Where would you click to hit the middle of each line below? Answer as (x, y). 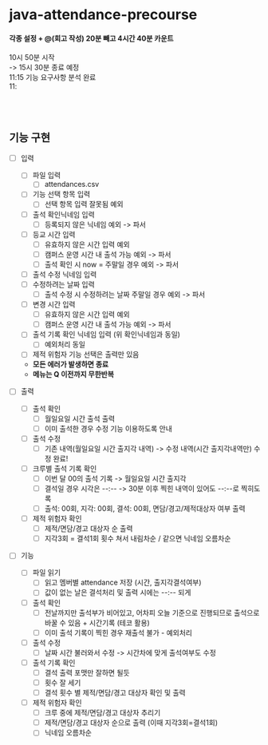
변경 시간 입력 (54, 304)
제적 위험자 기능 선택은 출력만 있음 (86, 355)
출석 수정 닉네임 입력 (65, 274)
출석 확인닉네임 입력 (63, 214)
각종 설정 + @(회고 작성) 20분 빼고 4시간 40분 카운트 (91, 38)
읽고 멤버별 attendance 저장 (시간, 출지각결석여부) (123, 583)
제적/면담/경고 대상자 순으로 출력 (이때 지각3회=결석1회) (131, 723)
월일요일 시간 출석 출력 (79, 418)
